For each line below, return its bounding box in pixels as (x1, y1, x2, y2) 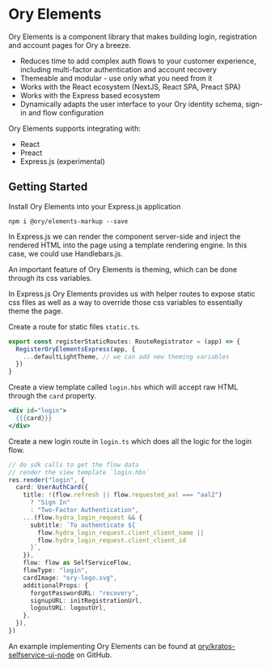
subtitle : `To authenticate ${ (29, 521, 136, 529)
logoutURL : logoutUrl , (29, 604, 107, 613)
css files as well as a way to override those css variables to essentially (8, 297, 243, 307)
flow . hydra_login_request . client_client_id (37, 536, 186, 544)
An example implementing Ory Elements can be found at (8, 641, 197, 651)
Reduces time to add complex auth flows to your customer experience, (19, 56, 256, 66)
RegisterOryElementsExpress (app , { (15, 345, 136, 353)
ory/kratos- (197, 641, 236, 651)
